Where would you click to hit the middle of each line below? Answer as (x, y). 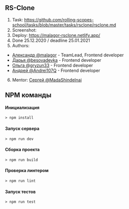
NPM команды (28, 95)
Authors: (21, 45)
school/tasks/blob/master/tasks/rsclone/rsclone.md (64, 25)
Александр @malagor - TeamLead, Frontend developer (68, 55)
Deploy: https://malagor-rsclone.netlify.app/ (56, 35)
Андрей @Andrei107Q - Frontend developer (56, 70)
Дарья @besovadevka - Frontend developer (56, 60)
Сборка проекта (22, 150)
